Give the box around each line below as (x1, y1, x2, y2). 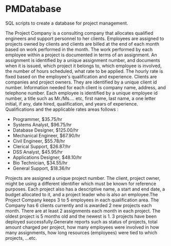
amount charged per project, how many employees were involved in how (5, 224, 159, 230)
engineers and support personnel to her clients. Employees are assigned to (5, 35, 164, 42)
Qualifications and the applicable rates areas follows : (5, 106, 119, 112)
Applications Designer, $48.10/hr (12, 154, 82, 160)
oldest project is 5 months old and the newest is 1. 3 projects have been (5, 213, 157, 219)
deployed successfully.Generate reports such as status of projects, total (5, 218, 158, 224)
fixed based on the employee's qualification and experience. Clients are (5, 73, 157, 79)
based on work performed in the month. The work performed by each (5, 46, 153, 52)
